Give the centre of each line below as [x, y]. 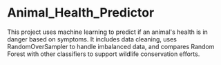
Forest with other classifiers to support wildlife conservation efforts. [104, 54]
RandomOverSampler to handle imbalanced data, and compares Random [111, 46]
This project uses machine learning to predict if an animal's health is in [108, 32]
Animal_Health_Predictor [81, 13]
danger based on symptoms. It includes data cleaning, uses [92, 39]
